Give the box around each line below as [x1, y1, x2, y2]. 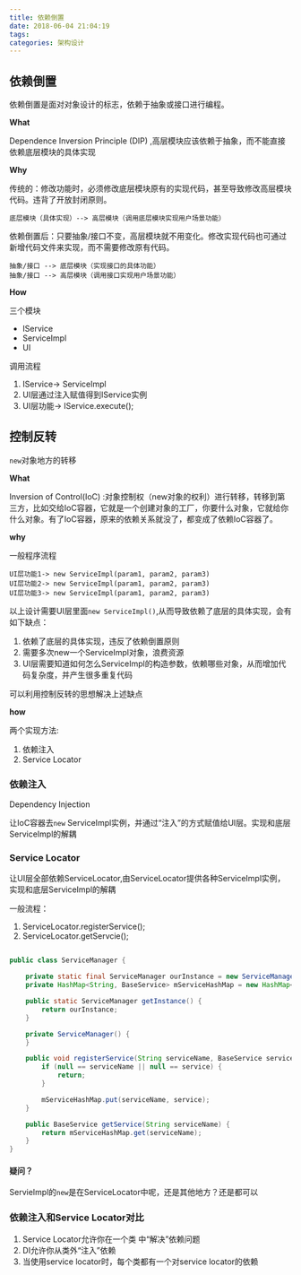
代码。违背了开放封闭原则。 [9, 195, 112, 205]
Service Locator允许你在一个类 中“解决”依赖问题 [21, 1234, 201, 1245]
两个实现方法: [9, 724, 60, 735]
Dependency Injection [9, 799, 91, 810]
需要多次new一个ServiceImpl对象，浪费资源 [21, 646, 185, 657]
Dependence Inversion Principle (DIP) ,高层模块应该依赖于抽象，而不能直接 [9, 135, 287, 146]
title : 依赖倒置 [9, 13, 64, 22]
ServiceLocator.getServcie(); [21, 931, 129, 941]
